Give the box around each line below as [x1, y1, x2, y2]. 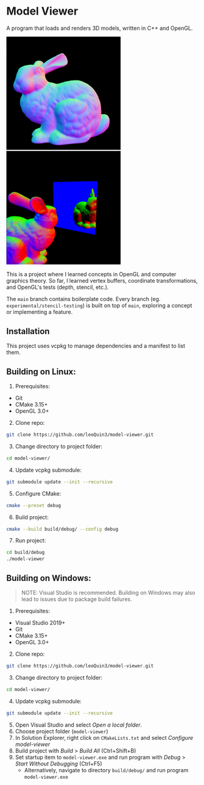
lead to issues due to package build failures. [21, 595, 132, 603]
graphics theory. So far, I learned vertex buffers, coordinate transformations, [6, 277, 198, 285]
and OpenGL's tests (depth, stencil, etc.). [6, 283, 109, 291]
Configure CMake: [15, 489, 62, 497]
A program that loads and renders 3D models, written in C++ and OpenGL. [6, 24, 193, 32]
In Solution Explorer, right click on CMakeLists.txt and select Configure [15, 734, 194, 741]
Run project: [15, 537, 46, 544]
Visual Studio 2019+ [15, 619, 66, 626]
